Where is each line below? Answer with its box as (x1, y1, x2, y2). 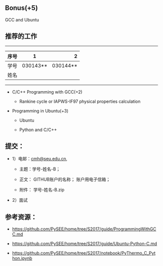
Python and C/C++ (19, 127, 57, 133)
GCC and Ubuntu (5, 17, 39, 22)
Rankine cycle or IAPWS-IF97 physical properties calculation (19, 98, 141, 104)
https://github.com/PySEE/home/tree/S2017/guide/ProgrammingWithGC (12, 226, 157, 232)
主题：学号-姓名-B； (19, 166, 61, 172)
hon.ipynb (12, 255, 33, 261)
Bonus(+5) (5, 4, 38, 12)
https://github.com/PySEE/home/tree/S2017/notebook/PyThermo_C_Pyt (12, 250, 156, 256)
